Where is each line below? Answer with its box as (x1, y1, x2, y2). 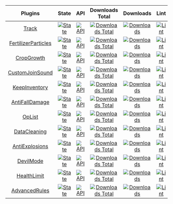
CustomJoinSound (8, 69, 53, 76)
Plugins (21, 10, 40, 17)
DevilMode (17, 157, 44, 165)
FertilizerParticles (9, 39, 51, 47)
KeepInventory (12, 84, 48, 91)
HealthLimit (16, 172, 45, 179)
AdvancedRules (11, 187, 50, 194)
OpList (22, 113, 39, 120)
